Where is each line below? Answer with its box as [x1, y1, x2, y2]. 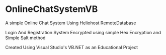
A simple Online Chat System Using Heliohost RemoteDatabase [5, 20, 136, 26]
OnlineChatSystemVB [5, 3, 98, 15]
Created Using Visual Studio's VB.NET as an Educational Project [5, 44, 138, 50]
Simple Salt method [5, 35, 46, 41]
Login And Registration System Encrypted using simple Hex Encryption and [5, 29, 161, 35]
